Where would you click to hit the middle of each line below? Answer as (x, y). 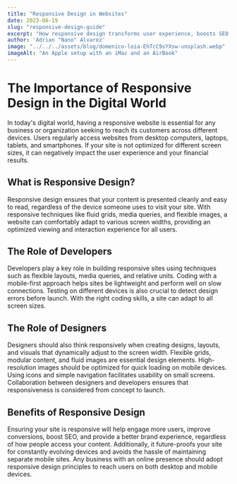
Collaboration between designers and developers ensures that (98, 382)
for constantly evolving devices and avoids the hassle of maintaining (107, 452)
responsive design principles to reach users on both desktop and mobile (113, 467)
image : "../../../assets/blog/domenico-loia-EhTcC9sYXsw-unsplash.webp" (116, 47)
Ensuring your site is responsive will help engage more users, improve (109, 429)
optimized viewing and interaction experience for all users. (92, 229)
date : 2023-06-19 (33, 20)
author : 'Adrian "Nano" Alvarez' (56, 40)
